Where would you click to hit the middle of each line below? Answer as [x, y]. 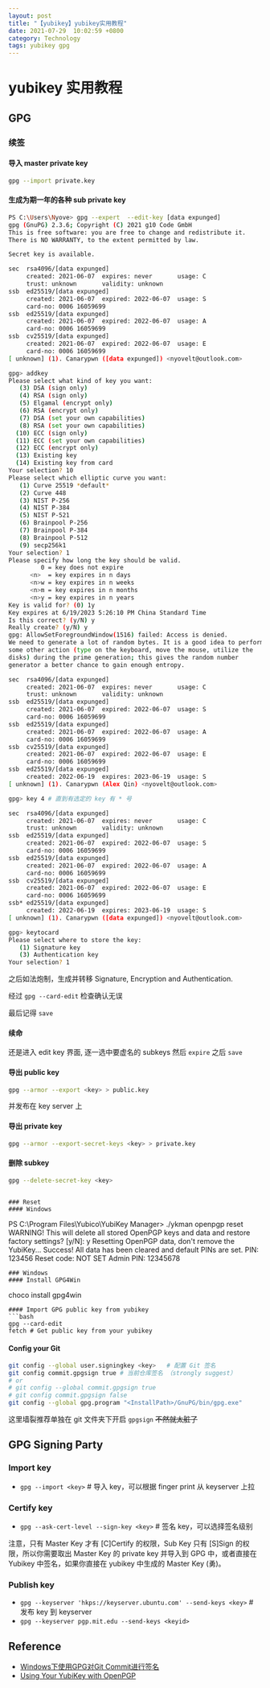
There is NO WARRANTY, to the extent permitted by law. [104, 240]
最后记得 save [31, 1013]
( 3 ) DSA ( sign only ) [53, 388]
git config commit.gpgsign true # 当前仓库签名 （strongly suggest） [123, 1373]
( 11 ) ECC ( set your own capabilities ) [81, 441]
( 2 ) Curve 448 [43, 493]
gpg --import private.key [51, 181]
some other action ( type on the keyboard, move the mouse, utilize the [131, 650]
